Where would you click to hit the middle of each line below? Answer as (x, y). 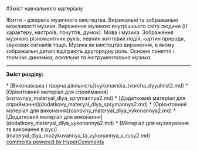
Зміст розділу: (25, 74)
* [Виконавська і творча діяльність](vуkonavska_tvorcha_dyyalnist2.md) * (97, 85)
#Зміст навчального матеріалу (45, 9)
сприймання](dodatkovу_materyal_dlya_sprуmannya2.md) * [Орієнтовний (96, 104)
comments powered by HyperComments (55, 142)
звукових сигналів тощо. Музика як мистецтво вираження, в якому (90, 45)
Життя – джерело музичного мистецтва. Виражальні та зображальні (92, 20)
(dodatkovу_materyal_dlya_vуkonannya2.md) (60, 123)
